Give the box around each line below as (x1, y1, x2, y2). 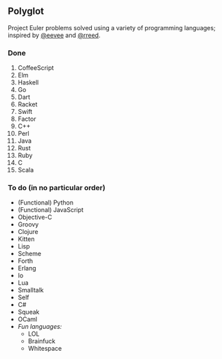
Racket (17, 100, 38, 108)
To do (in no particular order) (8, 183, 106, 193)
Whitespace (27, 345, 62, 353)
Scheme (17, 250, 42, 258)
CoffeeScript (17, 64, 54, 72)
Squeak (17, 308, 40, 316)
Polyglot (8, 5, 45, 17)
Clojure (17, 228, 38, 236)
